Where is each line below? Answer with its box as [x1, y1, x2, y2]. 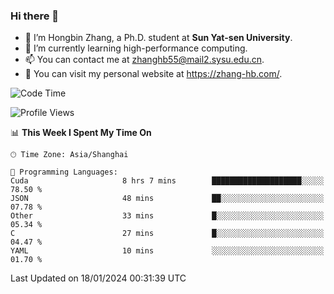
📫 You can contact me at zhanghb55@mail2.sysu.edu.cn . [24, 54, 265, 66]
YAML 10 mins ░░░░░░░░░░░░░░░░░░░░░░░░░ [10, 246, 325, 256]
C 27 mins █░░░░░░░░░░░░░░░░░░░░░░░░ [10, 229, 325, 239]
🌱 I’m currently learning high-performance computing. [24, 42, 248, 54]
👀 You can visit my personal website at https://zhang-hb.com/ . [24, 68, 283, 80]
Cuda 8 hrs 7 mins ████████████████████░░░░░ [10, 176, 325, 186]
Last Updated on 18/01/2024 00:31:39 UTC [10, 272, 187, 284]
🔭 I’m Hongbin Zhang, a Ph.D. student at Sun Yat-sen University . [24, 32, 293, 44]
